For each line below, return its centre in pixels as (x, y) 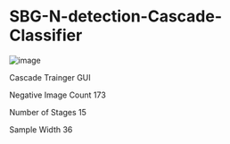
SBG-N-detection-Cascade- (116, 17)
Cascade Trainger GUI (50, 77)
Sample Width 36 (41, 129)
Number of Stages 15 (48, 112)
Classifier (46, 35)
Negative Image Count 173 (58, 95)
